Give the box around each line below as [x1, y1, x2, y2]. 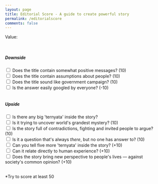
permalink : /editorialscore [5, 16, 62, 21]
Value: [5, 34, 18, 40]
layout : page [5, 7, 32, 12]
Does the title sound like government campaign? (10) [12, 79, 118, 85]
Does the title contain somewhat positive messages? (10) [12, 68, 126, 74]
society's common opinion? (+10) [5, 159, 72, 165]
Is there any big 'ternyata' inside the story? [12, 114, 98, 120]
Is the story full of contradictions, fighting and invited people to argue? [12, 126, 154, 131]
